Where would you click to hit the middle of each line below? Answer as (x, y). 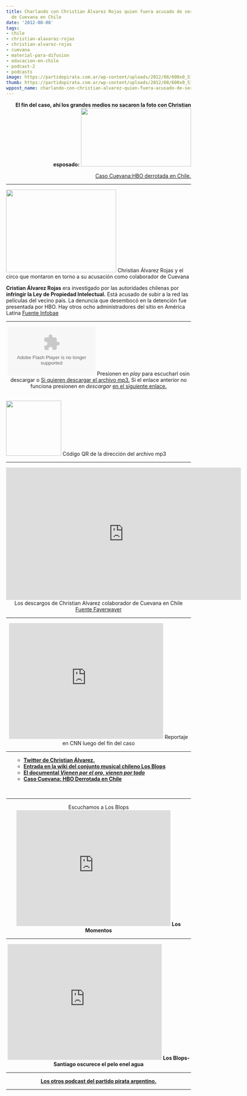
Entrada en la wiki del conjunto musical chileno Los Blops (94, 766)
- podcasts (19, 72)
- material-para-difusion (38, 55)
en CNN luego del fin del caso (99, 743)
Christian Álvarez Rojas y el (150, 270)
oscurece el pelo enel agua (110, 1064)
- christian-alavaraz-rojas (40, 39)
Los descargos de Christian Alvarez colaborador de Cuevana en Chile (99, 603)
